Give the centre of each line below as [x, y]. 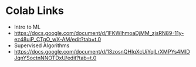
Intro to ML [27, 27]
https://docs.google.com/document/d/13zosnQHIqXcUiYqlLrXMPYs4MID [102, 51]
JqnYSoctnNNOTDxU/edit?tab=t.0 [55, 58]
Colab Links [35, 11]
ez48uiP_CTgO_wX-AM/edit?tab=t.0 [58, 39]
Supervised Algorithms [42, 45]
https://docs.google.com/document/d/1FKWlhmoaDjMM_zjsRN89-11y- [99, 33]
